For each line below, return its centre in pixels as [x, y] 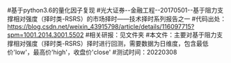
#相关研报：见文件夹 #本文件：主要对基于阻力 [151, 35]
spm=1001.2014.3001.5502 [46, 35]
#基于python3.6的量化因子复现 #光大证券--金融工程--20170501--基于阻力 [112, 10]
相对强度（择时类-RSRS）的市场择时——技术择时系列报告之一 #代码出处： [120, 19]
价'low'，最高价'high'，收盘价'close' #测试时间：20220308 [92, 52]
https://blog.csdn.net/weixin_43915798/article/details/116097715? [101, 27]
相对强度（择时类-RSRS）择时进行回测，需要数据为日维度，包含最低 [111, 43]
